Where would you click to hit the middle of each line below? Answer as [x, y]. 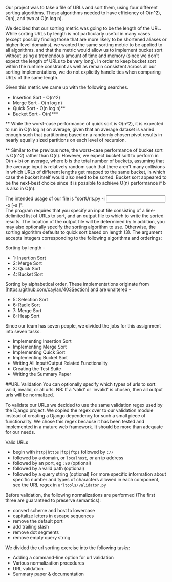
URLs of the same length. [32, 77]
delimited [15, 216]
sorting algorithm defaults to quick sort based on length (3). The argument [84, 232]
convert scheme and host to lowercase [54, 510]
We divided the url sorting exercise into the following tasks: [68, 548]
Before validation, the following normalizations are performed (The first [80, 495]
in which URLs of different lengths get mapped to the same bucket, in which [85, 172]
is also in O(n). [20, 188]
